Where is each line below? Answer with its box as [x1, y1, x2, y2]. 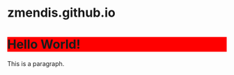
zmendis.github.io [7, 5, 116, 21]
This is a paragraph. [7, 60, 65, 68]
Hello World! [7, 37, 81, 53]
